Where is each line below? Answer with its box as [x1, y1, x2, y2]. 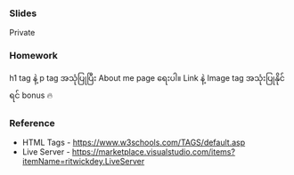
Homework [9, 50, 58, 62]
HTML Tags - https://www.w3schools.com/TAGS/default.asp [21, 137, 246, 147]
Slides [9, 7, 37, 20]
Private [9, 28, 36, 38]
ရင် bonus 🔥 [9, 90, 53, 100]
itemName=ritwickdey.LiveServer [21, 155, 145, 166]
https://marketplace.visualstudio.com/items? [71, 146, 236, 157]
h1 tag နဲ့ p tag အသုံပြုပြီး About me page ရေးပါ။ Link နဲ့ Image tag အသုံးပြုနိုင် [9, 72, 285, 83]
